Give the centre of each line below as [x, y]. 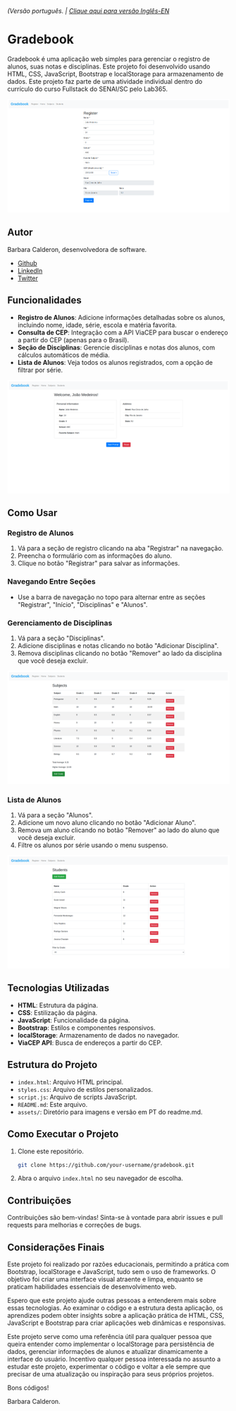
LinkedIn [30, 270]
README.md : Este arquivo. [52, 1104]
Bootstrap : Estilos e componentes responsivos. [86, 1028]
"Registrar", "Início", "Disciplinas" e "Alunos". [82, 604]
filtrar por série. [40, 370]
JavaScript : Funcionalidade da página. [74, 1020]
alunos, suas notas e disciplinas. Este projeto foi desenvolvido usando [109, 66]
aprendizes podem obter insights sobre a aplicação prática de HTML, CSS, [116, 1315]
